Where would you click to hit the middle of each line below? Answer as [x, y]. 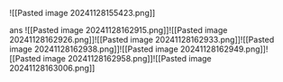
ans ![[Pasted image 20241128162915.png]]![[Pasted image [119, 30]
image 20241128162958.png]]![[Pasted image [127, 58]
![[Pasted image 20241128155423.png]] [82, 13]
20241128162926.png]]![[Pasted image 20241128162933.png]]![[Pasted [142, 40]
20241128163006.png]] [52, 68]
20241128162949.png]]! [224, 49]
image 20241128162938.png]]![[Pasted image [94, 49]
